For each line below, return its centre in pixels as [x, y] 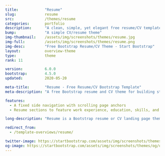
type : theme [30, 56]
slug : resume [31, 14]
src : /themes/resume [41, 19]
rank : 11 [14, 60]
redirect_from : [21, 128]
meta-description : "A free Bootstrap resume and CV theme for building [80, 92]
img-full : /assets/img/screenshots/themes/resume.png [70, 42]
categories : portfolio [35, 23]
